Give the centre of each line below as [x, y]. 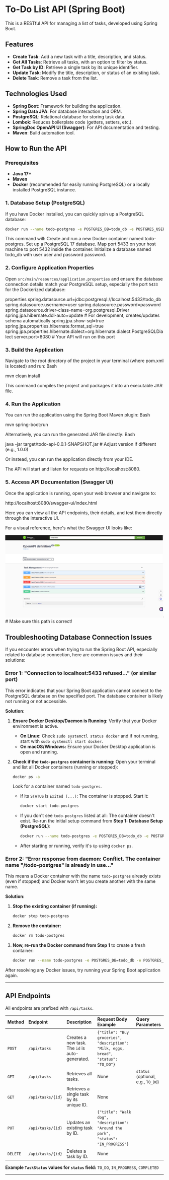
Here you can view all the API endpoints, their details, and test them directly [84, 513]
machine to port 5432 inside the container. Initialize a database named [78, 249]
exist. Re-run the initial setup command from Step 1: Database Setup [92, 821]
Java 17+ [22, 174]
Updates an [78, 1123]
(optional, [146, 1076]
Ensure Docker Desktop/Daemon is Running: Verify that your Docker [85, 721]
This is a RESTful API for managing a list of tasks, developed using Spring [81, 23]
